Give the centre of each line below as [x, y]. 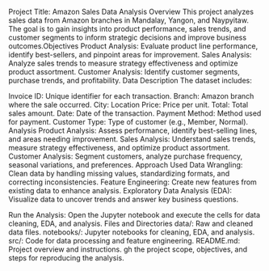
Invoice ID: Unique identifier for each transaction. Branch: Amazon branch [131, 96]
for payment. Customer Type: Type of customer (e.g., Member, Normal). [128, 122]
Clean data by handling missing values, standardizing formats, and [119, 174]
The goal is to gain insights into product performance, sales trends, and [127, 29]
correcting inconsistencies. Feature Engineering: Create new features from [132, 182]
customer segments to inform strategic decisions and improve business [128, 37]
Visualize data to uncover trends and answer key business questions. [124, 199]
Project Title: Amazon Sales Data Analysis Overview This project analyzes [131, 12]
